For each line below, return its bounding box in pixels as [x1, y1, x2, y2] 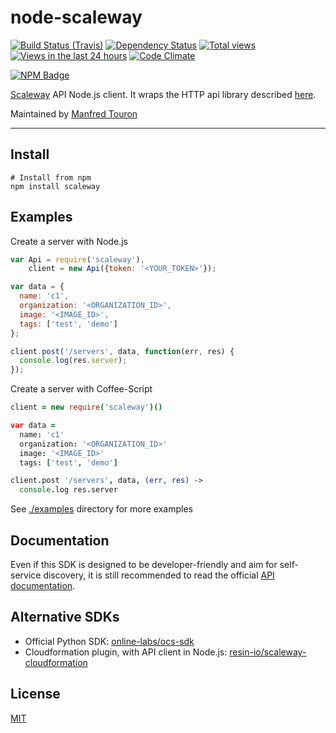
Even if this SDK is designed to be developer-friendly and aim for [10, 559, 278, 570]
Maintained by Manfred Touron [10, 107, 138, 120]
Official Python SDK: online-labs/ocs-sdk [24, 635, 195, 647]
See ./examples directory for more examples [10, 503, 193, 515]
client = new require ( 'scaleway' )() [10, 402, 163, 413]
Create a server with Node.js [10, 235, 128, 247]
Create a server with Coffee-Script [10, 383, 153, 395]
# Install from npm [10, 172, 92, 183]
